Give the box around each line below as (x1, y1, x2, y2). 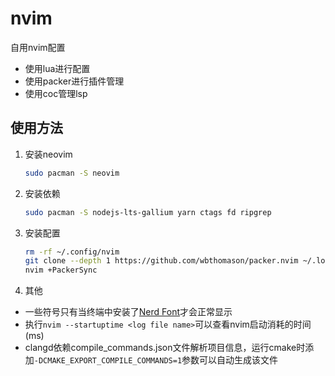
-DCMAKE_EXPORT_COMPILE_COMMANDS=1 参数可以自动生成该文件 (33, 354, 279, 366)
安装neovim (24, 148, 73, 160)
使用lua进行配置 (24, 62, 91, 74)
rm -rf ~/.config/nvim (24, 247, 120, 257)
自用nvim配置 (10, 41, 66, 53)
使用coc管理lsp (24, 87, 88, 99)
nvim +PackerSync (24, 265, 98, 276)
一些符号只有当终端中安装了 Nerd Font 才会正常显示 (24, 306, 233, 318)
